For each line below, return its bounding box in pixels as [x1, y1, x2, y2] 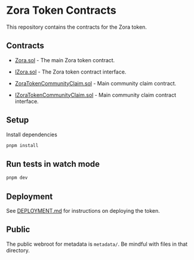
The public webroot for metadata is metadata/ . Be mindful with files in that [6, 240, 188, 247]
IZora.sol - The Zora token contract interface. [14, 68, 127, 75]
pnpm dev [6, 175, 28, 181]
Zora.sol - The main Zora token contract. [14, 56, 115, 63]
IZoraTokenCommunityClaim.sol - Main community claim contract [14, 91, 176, 99]
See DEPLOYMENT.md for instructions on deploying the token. [6, 207, 160, 214]
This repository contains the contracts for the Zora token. [6, 23, 147, 30]
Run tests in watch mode [6, 159, 100, 169]
